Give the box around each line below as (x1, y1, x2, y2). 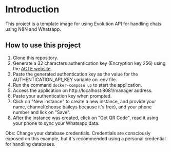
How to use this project (5, 41, 81, 50)
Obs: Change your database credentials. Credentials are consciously (5, 130, 151, 136)
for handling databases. (5, 141, 55, 147)
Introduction (5, 4, 60, 15)
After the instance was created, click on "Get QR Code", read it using (12, 115, 159, 121)
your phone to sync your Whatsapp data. (12, 120, 100, 126)
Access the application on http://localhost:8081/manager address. (12, 87, 153, 93)
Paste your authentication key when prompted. (12, 92, 112, 99)
